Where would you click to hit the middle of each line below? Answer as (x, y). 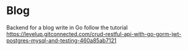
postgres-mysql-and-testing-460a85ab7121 (62, 40)
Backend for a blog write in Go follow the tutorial (67, 27)
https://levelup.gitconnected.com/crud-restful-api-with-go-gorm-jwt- (94, 34)
